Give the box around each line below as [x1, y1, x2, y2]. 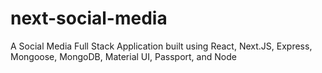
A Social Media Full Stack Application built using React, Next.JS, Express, [10, 40, 313, 52]
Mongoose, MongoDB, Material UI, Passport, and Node [10, 50, 237, 62]
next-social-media [10, 7, 168, 30]
